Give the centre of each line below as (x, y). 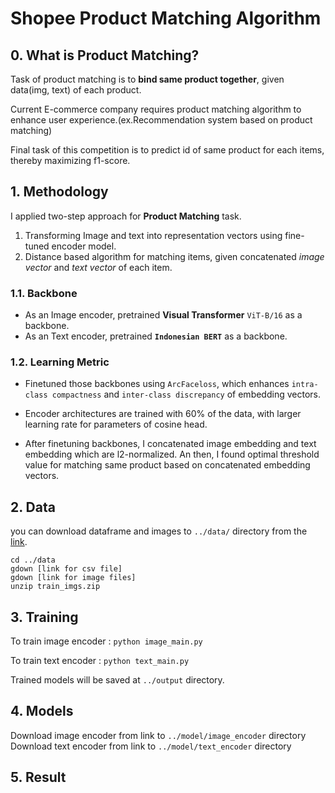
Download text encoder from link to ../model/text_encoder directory (151, 746)
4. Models (42, 711)
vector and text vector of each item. (98, 267)
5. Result (38, 777)
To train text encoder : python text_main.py (100, 661)
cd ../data (33, 560)
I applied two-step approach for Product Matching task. (126, 216)
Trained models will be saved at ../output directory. (117, 680)
